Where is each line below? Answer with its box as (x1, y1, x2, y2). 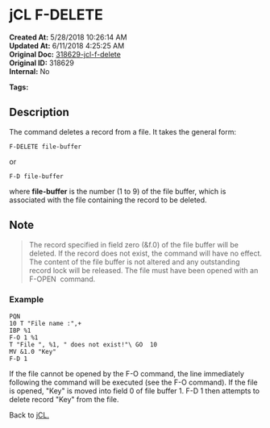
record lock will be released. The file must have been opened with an (28, 265, 259, 275)
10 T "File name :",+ (9, 319, 82, 327)
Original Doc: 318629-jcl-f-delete (9, 49, 122, 59)
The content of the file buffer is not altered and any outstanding (28, 256, 240, 267)
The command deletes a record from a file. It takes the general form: (9, 127, 237, 136)
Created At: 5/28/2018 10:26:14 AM (9, 32, 127, 42)
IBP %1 (9, 326, 31, 335)
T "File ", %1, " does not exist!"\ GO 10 (9, 340, 158, 348)
